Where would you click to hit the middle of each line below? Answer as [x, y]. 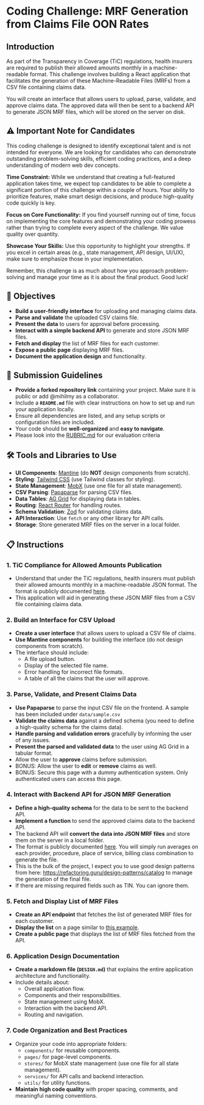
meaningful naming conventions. [56, 1095]
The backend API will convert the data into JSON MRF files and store [103, 833]
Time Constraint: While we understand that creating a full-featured [91, 177]
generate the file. [37, 860]
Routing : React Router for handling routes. [68, 505]
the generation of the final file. [53, 879]
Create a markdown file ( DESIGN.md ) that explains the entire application [104, 969]
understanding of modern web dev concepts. [63, 165]
